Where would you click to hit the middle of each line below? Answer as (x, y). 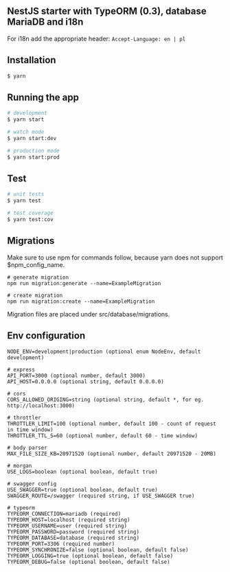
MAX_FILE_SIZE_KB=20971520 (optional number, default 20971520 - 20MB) (112, 454)
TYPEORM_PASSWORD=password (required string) (73, 531)
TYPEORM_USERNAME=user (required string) (67, 526)
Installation (32, 60)
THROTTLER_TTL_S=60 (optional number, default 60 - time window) (102, 435)
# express (21, 369)
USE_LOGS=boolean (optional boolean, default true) (82, 472)
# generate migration (38, 277)
